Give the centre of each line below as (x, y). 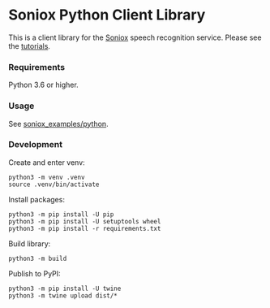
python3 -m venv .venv (47, 177)
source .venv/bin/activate (54, 184)
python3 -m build (38, 258)
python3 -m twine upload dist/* (63, 295)
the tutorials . (30, 46)
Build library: (30, 243)
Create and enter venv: (47, 162)
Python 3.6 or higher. (43, 85)
